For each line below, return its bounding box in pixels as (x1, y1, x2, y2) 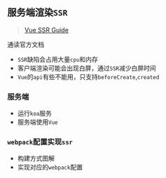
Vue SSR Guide (24, 25, 69, 34)
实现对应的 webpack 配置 (17, 163, 83, 172)
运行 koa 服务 (17, 109, 53, 118)
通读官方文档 (7, 40, 44, 48)
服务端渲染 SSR (7, 6, 68, 19)
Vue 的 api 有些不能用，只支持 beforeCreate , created (17, 72, 160, 81)
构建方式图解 (17, 154, 55, 163)
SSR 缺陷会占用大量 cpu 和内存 (17, 55, 98, 63)
